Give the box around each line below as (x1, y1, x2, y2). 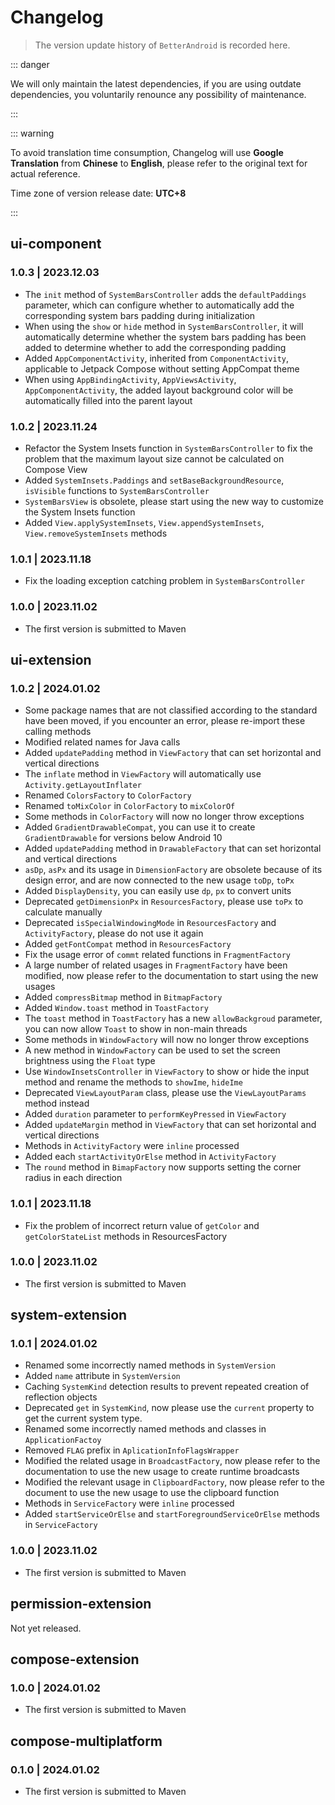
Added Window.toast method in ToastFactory (24, 1002, 209, 1014)
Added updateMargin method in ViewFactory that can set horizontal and (24, 1119, 317, 1131)
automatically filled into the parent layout (24, 394, 193, 406)
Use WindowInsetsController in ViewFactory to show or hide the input (24, 1066, 310, 1078)
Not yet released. (10, 1622, 82, 1634)
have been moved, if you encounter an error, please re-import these (24, 715, 306, 727)
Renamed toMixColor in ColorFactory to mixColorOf (24, 800, 236, 812)
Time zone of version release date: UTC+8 (10, 187, 187, 199)
